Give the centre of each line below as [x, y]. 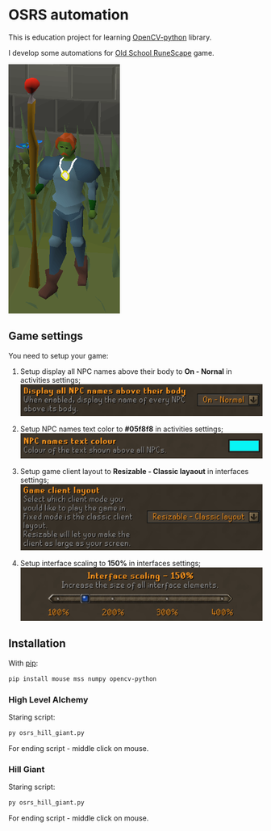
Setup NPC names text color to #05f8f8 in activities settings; [122, 429]
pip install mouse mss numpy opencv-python [83, 679]
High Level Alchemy [48, 699]
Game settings [46, 336]
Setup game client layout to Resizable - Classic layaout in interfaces [134, 471]
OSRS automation [69, 15]
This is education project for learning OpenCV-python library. [110, 37]
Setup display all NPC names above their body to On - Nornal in [126, 371]
